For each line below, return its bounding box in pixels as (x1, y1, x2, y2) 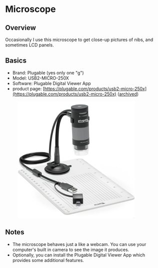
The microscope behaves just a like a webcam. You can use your (12, 241, 146, 247)
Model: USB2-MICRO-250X (12, 75, 69, 81)
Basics (5, 56, 26, 65)
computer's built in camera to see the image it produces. (12, 246, 129, 252)
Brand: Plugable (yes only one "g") (12, 69, 84, 75)
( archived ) (117, 91, 139, 97)
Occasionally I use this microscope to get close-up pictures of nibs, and (5, 36, 153, 42)
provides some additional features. (12, 257, 84, 263)
